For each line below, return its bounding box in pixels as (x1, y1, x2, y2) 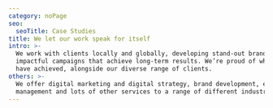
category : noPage (8, 11, 67, 20)
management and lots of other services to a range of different (15, 87, 238, 96)
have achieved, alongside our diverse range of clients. (15, 65, 213, 73)
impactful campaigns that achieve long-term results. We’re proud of (15, 58, 256, 66)
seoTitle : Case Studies (15, 27, 96, 35)
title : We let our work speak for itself (8, 34, 151, 43)
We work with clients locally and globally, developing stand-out (15, 50, 245, 58)
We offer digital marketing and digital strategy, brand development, (15, 80, 260, 88)
